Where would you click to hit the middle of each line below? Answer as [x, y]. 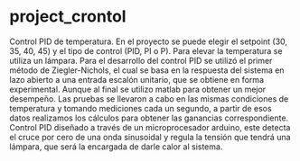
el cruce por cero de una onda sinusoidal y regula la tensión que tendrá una [150, 137]
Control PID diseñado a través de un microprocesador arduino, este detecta [150, 127]
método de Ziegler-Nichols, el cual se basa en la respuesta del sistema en [147, 70]
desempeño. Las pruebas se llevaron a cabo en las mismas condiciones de [149, 98]
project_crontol [68, 17]
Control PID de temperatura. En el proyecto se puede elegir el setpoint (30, [148, 41]
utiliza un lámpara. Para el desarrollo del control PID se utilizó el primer [141, 60]
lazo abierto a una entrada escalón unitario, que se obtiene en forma [137, 79]
